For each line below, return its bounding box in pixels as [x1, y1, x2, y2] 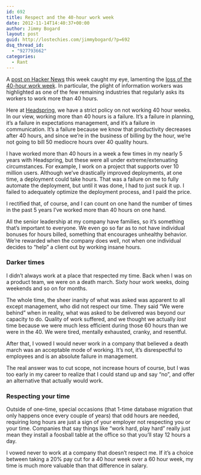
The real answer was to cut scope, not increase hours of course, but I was [6, 364, 190, 371]
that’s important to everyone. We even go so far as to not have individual [6, 224, 185, 231]
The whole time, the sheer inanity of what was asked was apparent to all [6, 296, 185, 303]
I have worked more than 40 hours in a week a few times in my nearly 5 [6, 150, 183, 157]
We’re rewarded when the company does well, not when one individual [6, 237, 181, 244]
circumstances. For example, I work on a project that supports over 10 [6, 163, 179, 170]
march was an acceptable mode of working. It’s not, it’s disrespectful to [6, 346, 183, 353]
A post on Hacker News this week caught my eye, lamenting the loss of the [6, 76, 192, 83]
